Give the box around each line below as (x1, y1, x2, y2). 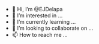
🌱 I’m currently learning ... (11, 18, 76, 25)
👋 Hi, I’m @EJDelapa (11, 6, 63, 12)
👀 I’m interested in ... (11, 12, 63, 19)
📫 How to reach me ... (11, 32, 68, 38)
